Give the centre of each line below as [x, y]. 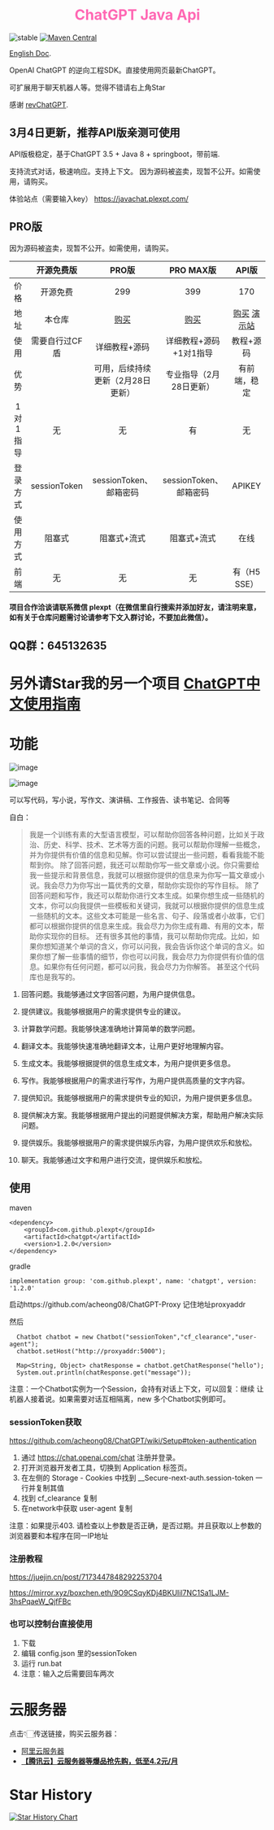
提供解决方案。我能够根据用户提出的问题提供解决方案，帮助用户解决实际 [142, 1115]
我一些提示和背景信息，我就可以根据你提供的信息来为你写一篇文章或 [143, 875]
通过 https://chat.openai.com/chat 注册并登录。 [100, 1457]
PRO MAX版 [193, 270]
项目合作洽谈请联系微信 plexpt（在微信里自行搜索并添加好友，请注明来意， [135, 607]
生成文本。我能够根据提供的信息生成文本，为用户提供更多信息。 [128, 1063]
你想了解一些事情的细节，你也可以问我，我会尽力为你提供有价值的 [147, 956]
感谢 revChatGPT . [39, 104]
